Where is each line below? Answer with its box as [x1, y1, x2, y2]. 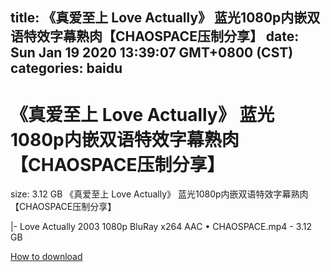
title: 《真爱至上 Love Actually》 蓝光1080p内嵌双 [10, 9, 321, 27]
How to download [10, 251, 83, 263]
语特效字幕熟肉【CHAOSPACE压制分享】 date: [10, 28, 300, 45]
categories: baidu [10, 60, 123, 77]
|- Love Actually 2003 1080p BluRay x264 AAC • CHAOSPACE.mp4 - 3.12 [10, 221, 313, 233]
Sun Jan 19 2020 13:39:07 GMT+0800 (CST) [10, 44, 294, 62]
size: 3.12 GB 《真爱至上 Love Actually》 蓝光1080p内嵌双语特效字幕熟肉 [10, 188, 309, 200]
